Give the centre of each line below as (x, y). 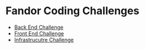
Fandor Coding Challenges (72, 11)
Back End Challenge (38, 27)
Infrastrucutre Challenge (44, 40)
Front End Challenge (39, 33)
